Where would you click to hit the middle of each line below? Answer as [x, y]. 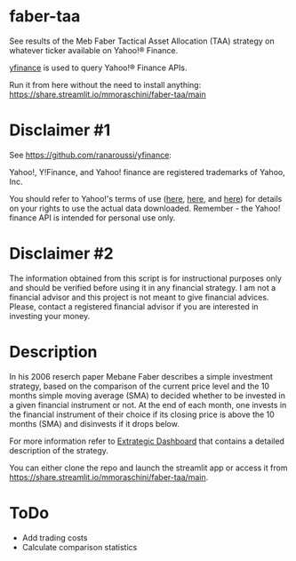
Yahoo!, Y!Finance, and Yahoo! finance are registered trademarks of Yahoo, [148, 172]
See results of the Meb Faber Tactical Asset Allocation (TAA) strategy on [142, 41]
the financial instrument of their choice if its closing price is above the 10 [142, 414]
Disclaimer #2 [61, 254]
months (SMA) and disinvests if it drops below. [94, 423]
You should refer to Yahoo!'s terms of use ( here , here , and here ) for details [146, 198]
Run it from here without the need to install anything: [105, 84]
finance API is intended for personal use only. [92, 217]
